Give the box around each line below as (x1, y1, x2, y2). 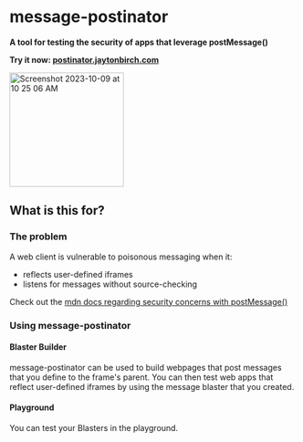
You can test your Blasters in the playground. (9, 422, 179, 433)
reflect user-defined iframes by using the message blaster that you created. (9, 381, 295, 392)
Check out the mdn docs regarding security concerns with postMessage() (9, 296, 288, 307)
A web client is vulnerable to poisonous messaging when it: (9, 251, 233, 262)
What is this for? (9, 203, 105, 218)
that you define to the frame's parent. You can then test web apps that (9, 372, 274, 383)
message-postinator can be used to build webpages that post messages (9, 362, 282, 373)
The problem (9, 230, 68, 243)
